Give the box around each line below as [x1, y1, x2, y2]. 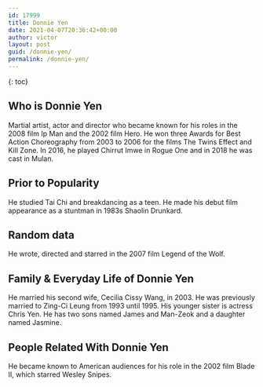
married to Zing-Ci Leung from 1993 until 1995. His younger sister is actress [8, 301, 254, 311]
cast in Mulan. [8, 154, 53, 163]
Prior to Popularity [8, 177, 100, 190]
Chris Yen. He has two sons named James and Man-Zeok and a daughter [8, 309, 246, 319]
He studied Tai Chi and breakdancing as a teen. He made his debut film [8, 197, 238, 206]
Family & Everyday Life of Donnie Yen [8, 272, 195, 285]
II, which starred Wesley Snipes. [8, 370, 112, 379]
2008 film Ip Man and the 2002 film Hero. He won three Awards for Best [8, 129, 241, 138]
